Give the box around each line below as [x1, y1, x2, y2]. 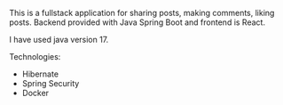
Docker [21, 88, 50, 98]
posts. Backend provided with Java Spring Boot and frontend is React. [9, 17, 266, 28]
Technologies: [9, 52, 61, 61]
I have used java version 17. [9, 35, 109, 44]
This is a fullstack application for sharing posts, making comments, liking [9, 8, 275, 18]
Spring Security [21, 78, 80, 88]
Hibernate [21, 69, 59, 79]
